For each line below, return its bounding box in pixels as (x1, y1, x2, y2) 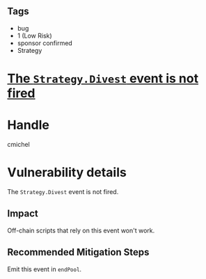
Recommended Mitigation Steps (7, 246, 150, 258)
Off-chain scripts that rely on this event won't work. (7, 226, 155, 234)
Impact (7, 208, 38, 220)
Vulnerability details (7, 165, 127, 180)
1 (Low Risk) (17, 31, 52, 40)
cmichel (7, 140, 30, 148)
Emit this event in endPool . (7, 264, 82, 273)
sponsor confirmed (17, 38, 73, 47)
